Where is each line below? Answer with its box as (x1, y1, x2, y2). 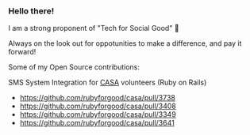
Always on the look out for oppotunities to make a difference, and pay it (8, 39, 242, 48)
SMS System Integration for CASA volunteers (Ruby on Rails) (8, 77, 207, 88)
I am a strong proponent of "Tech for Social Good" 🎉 (8, 24, 180, 33)
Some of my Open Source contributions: (8, 62, 140, 72)
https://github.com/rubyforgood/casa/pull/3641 (19, 118, 175, 128)
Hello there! (8, 6, 55, 17)
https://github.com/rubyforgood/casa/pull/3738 (19, 93, 176, 103)
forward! (8, 47, 37, 57)
